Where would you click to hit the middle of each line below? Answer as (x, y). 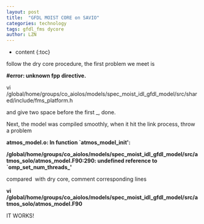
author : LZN (21, 35)
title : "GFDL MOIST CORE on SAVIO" (53, 18)
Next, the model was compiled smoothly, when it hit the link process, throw (101, 124)
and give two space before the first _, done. (61, 112)
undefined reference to (127, 161)
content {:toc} (33, 52)
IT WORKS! (20, 216)
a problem (19, 131)
